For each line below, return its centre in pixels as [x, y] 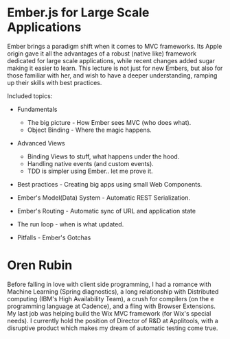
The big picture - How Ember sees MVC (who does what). [109, 122]
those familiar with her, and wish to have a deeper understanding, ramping [112, 75]
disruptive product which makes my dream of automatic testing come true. [113, 328]
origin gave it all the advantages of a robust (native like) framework [102, 54]
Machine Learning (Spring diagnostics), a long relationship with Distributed [113, 291]
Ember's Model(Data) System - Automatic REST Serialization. [104, 198]
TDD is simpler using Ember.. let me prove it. [90, 171]
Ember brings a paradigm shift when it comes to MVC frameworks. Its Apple [115, 46]
